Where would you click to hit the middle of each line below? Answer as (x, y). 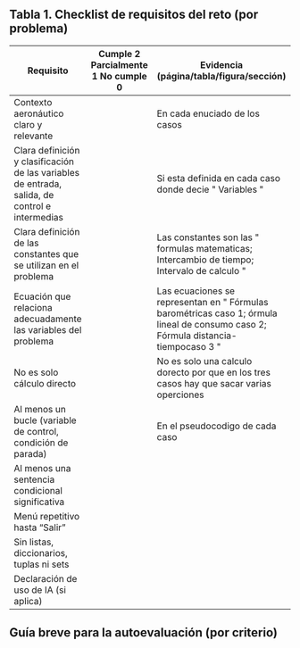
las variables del (48, 329)
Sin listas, (34, 542)
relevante (33, 136)
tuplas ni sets (42, 564)
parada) (30, 453)
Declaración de (46, 578)
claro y (28, 124)
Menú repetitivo (47, 516)
